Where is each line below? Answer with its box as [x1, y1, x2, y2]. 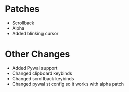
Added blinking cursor [12, 30, 59, 36]
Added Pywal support [12, 65, 58, 71]
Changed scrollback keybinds [12, 75, 74, 81]
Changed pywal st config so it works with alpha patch [12, 81, 124, 87]
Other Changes [5, 49, 70, 60]
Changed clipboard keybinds [12, 70, 72, 76]
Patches [5, 3, 40, 15]
